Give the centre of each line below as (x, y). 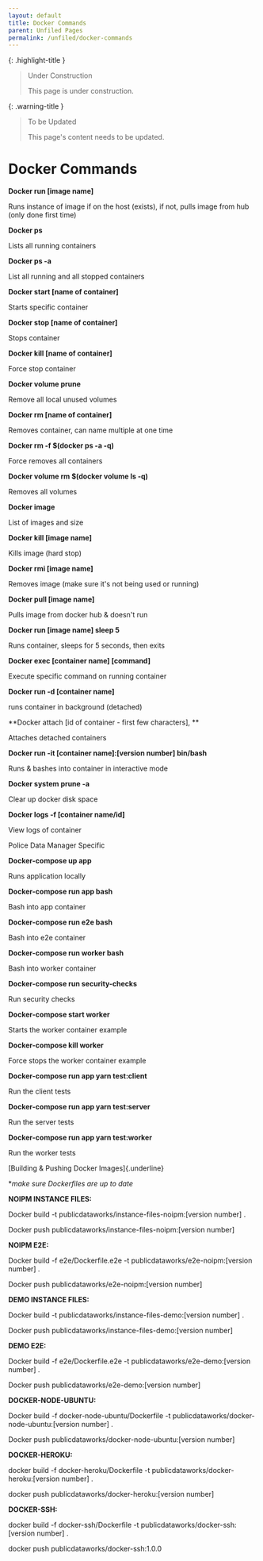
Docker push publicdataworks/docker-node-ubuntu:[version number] (122, 1440)
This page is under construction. (81, 91)
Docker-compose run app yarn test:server (79, 1107)
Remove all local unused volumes (63, 400)
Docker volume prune (45, 384)
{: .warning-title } (36, 106)
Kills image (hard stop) (45, 553)
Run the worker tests (42, 1153)
